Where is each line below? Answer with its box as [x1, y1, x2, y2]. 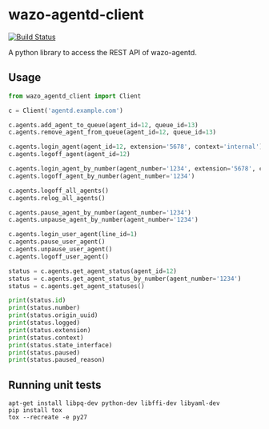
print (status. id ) [8, 296, 66, 305]
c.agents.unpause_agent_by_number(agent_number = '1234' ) [8, 216, 199, 224]
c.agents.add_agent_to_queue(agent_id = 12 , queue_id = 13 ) [8, 121, 199, 129]
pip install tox [8, 407, 62, 415]
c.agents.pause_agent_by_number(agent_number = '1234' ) [8, 208, 192, 217]
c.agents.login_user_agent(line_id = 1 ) [8, 231, 138, 239]
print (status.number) [8, 304, 81, 312]
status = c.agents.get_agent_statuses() [8, 282, 146, 290]
